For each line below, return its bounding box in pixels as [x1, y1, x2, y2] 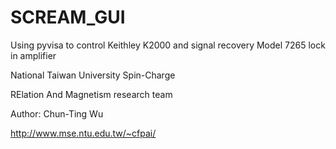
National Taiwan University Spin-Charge [10, 69, 176, 81]
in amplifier [10, 49, 57, 61]
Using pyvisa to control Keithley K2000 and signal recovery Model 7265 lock [10, 39, 326, 51]
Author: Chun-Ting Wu [10, 107, 104, 120]
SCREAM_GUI [10, 6, 126, 29]
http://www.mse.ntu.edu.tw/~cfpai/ [10, 127, 157, 139]
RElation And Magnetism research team [10, 88, 173, 100]
